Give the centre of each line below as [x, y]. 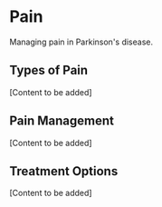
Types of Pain [49, 70]
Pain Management [62, 121]
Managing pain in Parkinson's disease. [81, 42]
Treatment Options [64, 171]
